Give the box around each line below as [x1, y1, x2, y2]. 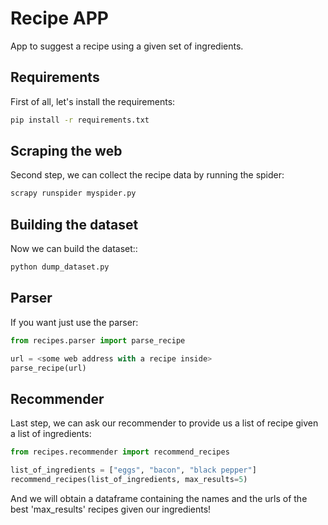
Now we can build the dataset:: [10, 243, 138, 255]
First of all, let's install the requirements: [10, 95, 176, 107]
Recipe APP [10, 7, 109, 30]
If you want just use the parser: [10, 316, 139, 328]
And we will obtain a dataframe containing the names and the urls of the [10, 492, 308, 504]
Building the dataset [10, 216, 139, 233]
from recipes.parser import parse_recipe [10, 335, 186, 346]
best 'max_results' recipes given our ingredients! [10, 503, 212, 515]
